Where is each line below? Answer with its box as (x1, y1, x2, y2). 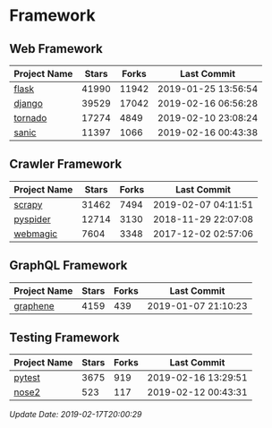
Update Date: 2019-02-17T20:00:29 (9, 409, 142, 420)
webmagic (13, 227, 58, 240)
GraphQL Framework (9, 258, 128, 273)
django (13, 98, 43, 109)
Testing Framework (9, 330, 120, 346)
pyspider (13, 212, 51, 225)
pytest (13, 372, 40, 384)
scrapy (13, 198, 43, 210)
